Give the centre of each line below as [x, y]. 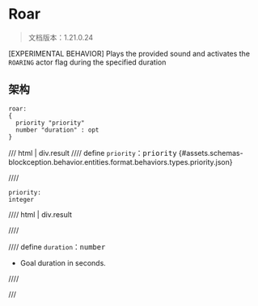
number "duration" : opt [57, 130]
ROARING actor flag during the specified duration [87, 62]
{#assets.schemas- [211, 153]
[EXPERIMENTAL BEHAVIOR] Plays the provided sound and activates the [129, 53]
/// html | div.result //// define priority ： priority [93, 153]
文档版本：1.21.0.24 [61, 37]
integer [21, 199]
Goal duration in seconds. [63, 262]
